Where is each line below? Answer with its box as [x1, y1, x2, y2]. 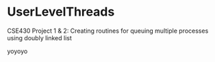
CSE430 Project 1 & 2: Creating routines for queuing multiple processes [7, 27, 209, 35]
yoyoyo [7, 47, 28, 55]
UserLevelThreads [7, 4, 115, 20]
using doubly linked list [7, 33, 72, 42]
